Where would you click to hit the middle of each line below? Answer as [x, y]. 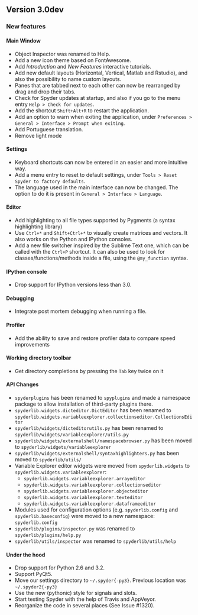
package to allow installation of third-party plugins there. [84, 404]
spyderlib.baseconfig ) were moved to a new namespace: [85, 516]
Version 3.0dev [35, 10]
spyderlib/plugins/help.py [48, 535]
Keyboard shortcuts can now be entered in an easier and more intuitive [101, 162]
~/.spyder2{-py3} [36, 587]
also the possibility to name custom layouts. [68, 79]
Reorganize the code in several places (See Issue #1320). [85, 606]
